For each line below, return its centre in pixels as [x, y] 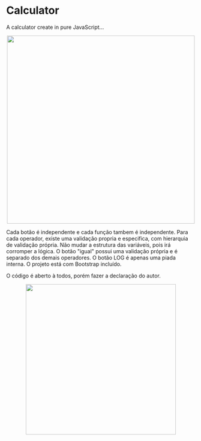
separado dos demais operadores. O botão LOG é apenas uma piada [91, 258]
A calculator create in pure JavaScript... [55, 27]
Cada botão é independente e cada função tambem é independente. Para [97, 232]
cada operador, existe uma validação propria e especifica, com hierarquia [97, 238]
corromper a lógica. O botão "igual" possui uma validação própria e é [92, 251]
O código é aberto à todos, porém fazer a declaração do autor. [83, 276]
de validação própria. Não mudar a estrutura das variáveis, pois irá [88, 245]
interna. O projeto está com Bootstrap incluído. [64, 264]
